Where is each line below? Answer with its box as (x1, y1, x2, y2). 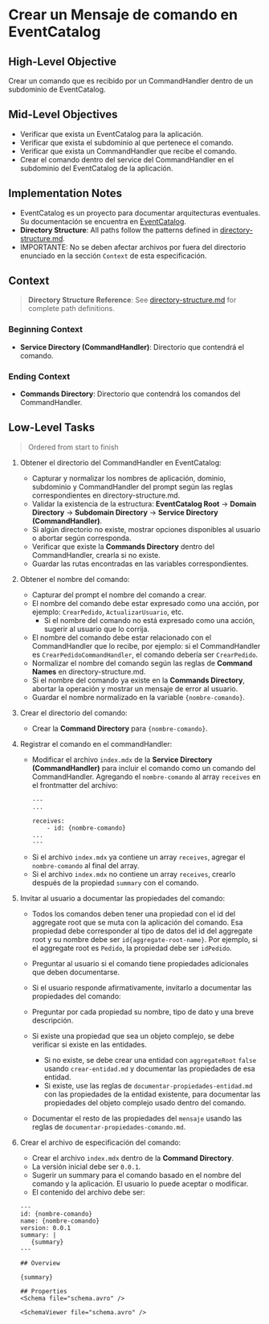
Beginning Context (8, 324, 83, 335)
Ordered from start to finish (27, 442, 119, 452)
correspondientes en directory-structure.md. (31, 490, 181, 500)
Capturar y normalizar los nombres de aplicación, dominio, (31, 473, 226, 483)
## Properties (19, 1287, 67, 1295)
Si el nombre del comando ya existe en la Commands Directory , (31, 675, 245, 685)
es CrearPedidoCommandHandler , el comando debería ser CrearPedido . (31, 650, 259, 659)
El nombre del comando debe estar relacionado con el (31, 633, 211, 642)
